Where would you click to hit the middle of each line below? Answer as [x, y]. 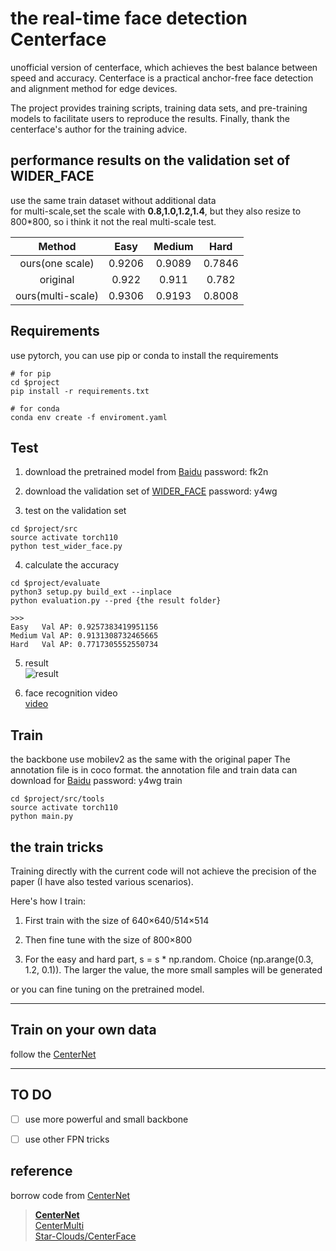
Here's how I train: [48, 901]
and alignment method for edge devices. [94, 88]
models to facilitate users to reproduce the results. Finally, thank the [150, 118]
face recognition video [71, 693]
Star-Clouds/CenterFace [85, 1236]
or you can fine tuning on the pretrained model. [107, 989]
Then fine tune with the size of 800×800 [108, 940]
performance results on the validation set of [150, 160]
